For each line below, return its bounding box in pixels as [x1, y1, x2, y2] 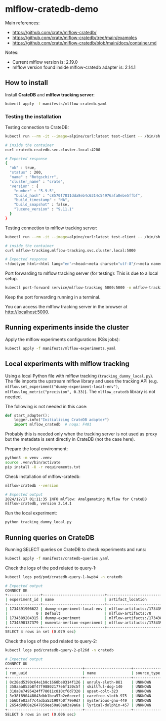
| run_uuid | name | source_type [5, 671, 161, 676]
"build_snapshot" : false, [14, 202, 70, 207]
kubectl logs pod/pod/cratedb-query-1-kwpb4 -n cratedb [5, 574, 123, 579]
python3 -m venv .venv [5, 456, 52, 461]
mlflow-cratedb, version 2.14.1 [5, 501, 72, 506]
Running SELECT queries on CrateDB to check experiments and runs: [5, 546, 147, 552]
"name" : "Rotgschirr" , [9, 174, 58, 180]
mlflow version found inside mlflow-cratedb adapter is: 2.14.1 [12, 64, 136, 70]
